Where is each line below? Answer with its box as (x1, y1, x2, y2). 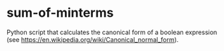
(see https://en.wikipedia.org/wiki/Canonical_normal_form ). (6, 35, 179, 43)
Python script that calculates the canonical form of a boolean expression (6, 28, 218, 36)
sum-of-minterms (6, 5, 114, 21)
